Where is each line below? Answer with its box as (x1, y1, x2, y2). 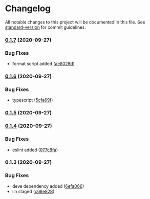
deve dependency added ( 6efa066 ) (12, 183, 84, 189)
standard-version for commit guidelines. (5, 24, 86, 30)
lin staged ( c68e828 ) (12, 188, 55, 194)
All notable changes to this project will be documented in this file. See (5, 19, 146, 25)
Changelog (5, 3, 51, 14)
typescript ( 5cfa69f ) (12, 97, 53, 103)
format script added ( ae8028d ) (12, 61, 75, 66)
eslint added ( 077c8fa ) (12, 147, 58, 153)
